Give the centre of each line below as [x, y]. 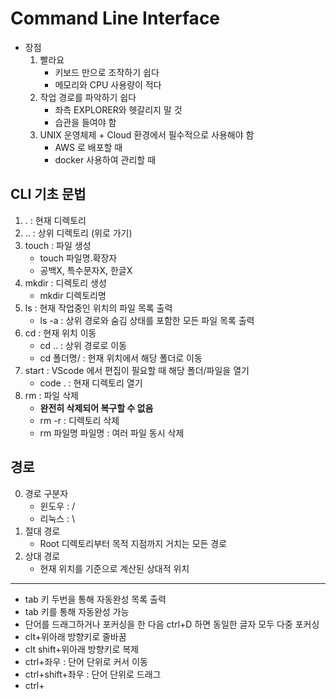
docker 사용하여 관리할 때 [105, 159]
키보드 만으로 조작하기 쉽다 [107, 72]
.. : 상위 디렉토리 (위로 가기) [78, 233]
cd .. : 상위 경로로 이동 [83, 345]
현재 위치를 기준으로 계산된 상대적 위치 [114, 568]
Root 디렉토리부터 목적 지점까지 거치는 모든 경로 [133, 543]
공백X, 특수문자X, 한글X [86, 270]
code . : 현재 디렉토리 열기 [91, 383]
